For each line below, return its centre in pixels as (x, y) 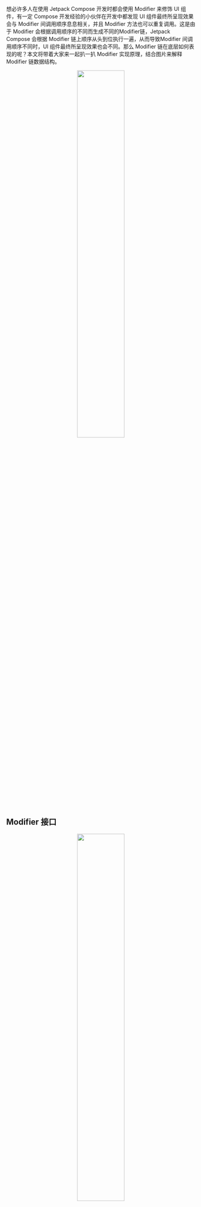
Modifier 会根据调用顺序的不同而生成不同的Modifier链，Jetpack (91, 31)
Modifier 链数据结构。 (33, 61)
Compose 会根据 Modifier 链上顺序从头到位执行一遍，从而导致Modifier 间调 (100, 39)
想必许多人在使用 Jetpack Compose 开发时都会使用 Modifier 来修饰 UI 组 (96, 9)
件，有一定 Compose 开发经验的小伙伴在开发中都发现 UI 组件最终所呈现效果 (100, 16)
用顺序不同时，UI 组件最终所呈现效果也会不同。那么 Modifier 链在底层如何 (97, 46)
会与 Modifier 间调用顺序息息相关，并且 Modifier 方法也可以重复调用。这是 (98, 24)
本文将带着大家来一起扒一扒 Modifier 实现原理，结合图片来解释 (104, 54)
